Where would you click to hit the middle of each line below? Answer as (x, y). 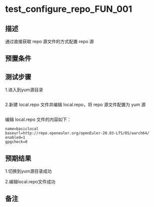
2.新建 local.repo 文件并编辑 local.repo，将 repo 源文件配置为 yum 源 (76, 104)
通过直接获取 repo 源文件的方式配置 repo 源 (50, 41)
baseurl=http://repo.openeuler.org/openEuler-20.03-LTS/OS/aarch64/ (77, 133)
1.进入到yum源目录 (24, 90)
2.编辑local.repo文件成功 (30, 182)
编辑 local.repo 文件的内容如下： (38, 119)
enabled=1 (15, 138)
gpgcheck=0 (16, 142)
